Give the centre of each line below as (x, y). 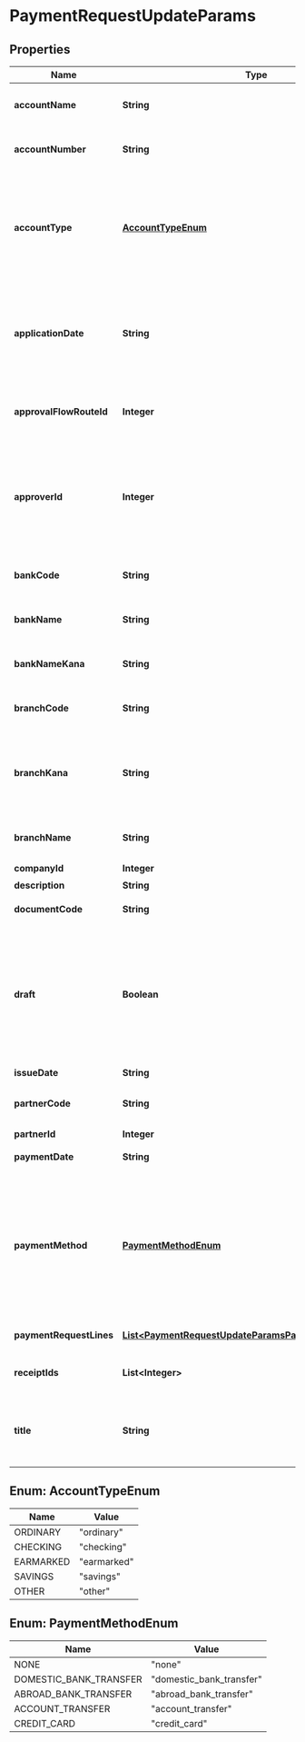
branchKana (41, 773)
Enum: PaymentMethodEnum (94, 1623)
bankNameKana (49, 664)
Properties (40, 50)
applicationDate (49, 333)
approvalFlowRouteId (61, 412)
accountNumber (50, 149)
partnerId (35, 1134)
